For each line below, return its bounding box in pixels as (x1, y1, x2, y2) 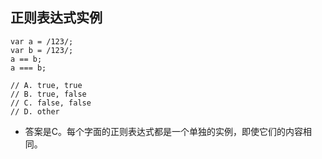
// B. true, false (10, 89, 87, 99)
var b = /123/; (10, 45, 74, 55)
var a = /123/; (10, 36, 74, 47)
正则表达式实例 (10, 9, 103, 27)
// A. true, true (10, 80, 83, 90)
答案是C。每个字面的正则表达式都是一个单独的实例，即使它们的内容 (24, 125, 304, 137)
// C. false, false (10, 98, 92, 108)
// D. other (10, 106, 60, 117)
